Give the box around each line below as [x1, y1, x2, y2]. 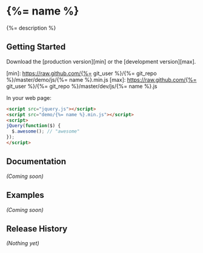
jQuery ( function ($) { [6, 123, 61, 129]
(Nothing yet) [6, 240, 39, 247]
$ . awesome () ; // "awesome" [12, 128, 80, 134]
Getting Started [6, 42, 66, 52]
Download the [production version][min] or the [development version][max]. [6, 57, 196, 65]
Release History [6, 223, 68, 234]
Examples [6, 190, 44, 200]
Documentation [6, 156, 67, 167]
